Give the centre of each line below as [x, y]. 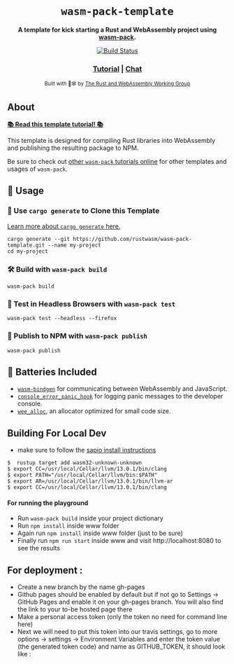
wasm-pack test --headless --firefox [62, 319]
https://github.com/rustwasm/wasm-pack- [132, 239]
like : [24, 654]
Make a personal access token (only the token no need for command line [122, 617]
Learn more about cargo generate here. [64, 226]
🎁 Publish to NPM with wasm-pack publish [78, 336]
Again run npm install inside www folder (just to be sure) [100, 533]
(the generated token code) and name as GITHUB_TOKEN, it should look [121, 646]
